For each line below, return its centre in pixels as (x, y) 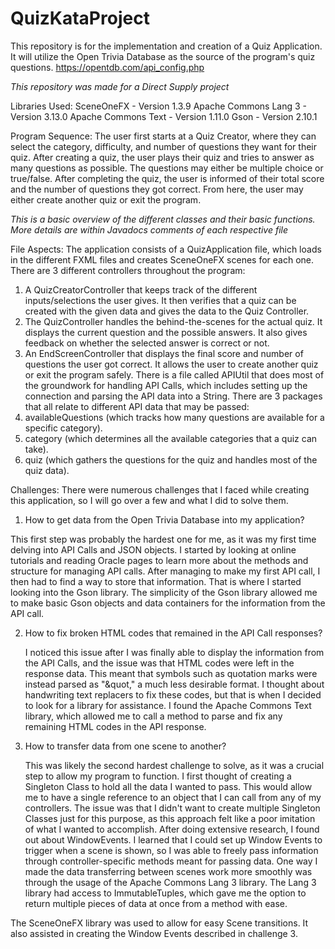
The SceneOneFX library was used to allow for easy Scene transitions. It (159, 923)
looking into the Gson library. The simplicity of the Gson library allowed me (164, 592)
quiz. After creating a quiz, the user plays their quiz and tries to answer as (162, 157)
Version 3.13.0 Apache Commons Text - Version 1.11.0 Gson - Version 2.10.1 (164, 116)
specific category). (63, 428)
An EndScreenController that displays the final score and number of (164, 353)
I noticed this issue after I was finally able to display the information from (174, 652)
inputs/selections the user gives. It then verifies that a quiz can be (160, 300)
